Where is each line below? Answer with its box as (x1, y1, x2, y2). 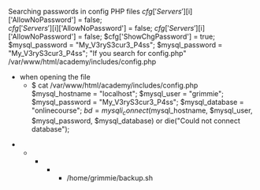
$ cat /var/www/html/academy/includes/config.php (31, 80, 199, 90)
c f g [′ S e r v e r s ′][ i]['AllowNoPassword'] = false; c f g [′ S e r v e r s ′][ (8, 24, 201, 32)
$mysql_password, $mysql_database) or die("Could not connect (31, 116, 240, 125)
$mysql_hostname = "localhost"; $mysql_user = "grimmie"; (31, 89, 225, 98)
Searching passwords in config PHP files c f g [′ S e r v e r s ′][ (8, 7, 189, 16)
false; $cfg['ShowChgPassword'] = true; (84, 32, 215, 41)
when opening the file (19, 73, 91, 81)
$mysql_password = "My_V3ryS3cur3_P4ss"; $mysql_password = (8, 40, 223, 50)
